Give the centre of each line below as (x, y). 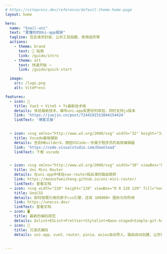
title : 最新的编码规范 (35, 216)
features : (15, 97)
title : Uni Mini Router (39, 170)
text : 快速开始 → (35, 65)
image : (16, 79)
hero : (11, 23)
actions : (19, 42)
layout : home (19, 14)
